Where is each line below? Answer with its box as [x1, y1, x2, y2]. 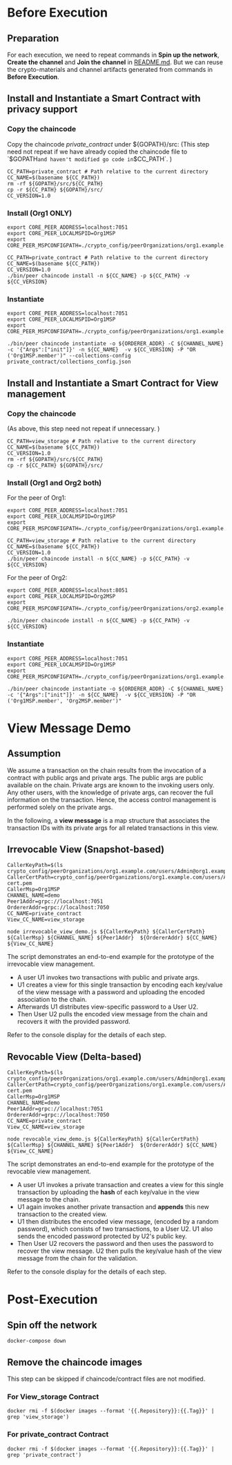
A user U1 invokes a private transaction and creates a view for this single [17, 1181, 224, 1189]
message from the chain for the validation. [17, 1254, 138, 1262]
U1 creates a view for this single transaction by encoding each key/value [17, 980, 223, 989]
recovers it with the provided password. [17, 1018, 130, 1026]
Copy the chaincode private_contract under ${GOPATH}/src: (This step [7, 140, 210, 148]
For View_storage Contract [7, 1392, 99, 1401]
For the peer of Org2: [7, 574, 68, 582]
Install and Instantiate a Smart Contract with [7, 93, 201, 104]
